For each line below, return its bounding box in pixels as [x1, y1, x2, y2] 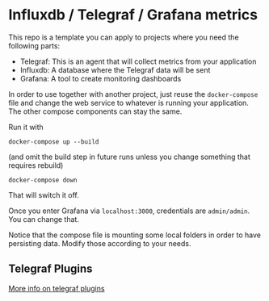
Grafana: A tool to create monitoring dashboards [19, 73, 182, 83]
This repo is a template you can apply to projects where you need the [8, 32, 240, 42]
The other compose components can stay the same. [8, 107, 183, 116]
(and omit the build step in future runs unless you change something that [8, 152, 250, 161]
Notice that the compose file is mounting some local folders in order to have [8, 230, 261, 240]
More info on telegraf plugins [8, 283, 105, 293]
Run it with [8, 122, 44, 132]
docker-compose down [8, 176, 78, 184]
